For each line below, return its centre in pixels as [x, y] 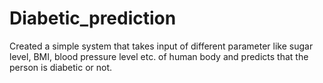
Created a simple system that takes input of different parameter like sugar [161, 46]
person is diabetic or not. [61, 67]
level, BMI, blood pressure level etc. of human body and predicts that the [159, 56]
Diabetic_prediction [93, 18]
